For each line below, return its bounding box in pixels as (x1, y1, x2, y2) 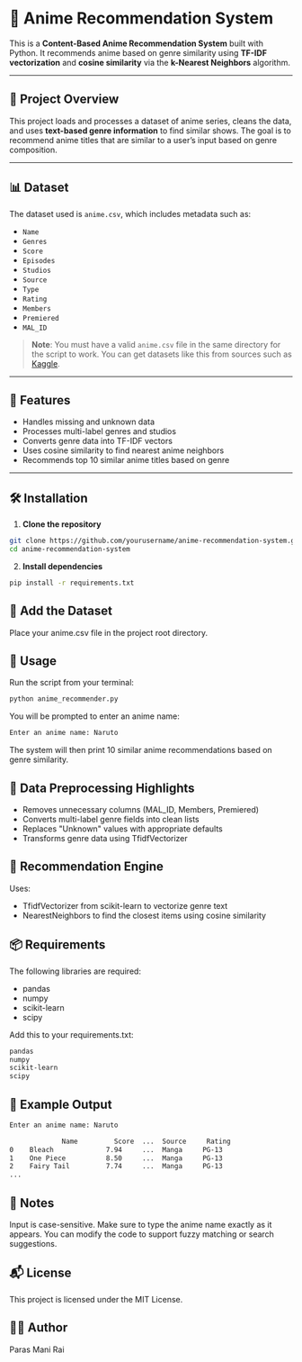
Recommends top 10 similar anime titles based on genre (22, 455, 230, 466)
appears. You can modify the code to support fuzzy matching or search (9, 1229, 274, 1239)
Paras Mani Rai (9, 1344, 65, 1355)
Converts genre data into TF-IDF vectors (22, 436, 173, 447)
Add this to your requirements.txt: (9, 1029, 134, 1040)
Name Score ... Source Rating (61, 1137, 231, 1146)
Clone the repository (22, 519, 102, 530)
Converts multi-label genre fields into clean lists (22, 814, 200, 824)
